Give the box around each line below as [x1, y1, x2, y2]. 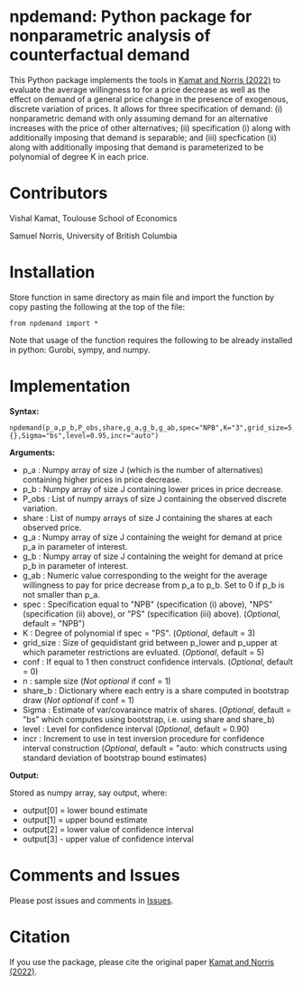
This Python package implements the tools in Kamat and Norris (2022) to [9, 74, 281, 85]
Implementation [9, 376, 131, 396]
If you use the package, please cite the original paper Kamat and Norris [9, 956, 275, 967]
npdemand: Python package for [9, 6, 252, 27]
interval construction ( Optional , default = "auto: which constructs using [22, 742, 288, 753]
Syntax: [9, 405, 40, 416]
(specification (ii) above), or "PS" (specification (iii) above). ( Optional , [22, 608, 281, 619]
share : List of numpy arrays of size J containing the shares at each [22, 512, 273, 523]
